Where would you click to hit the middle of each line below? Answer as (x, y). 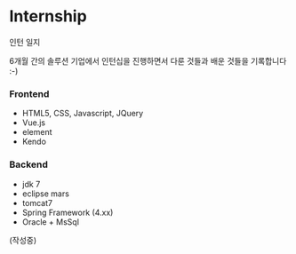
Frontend (29, 93)
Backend (29, 164)
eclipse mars (45, 194)
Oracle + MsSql (51, 222)
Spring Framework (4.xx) (68, 212)
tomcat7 (37, 202)
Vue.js (34, 123)
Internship (48, 16)
